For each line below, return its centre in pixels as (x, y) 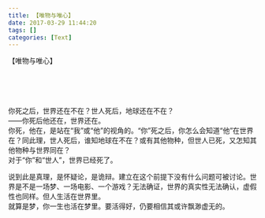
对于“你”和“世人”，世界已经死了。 (63, 160)
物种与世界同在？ (43, 150)
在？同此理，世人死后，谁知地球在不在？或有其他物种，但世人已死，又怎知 (129, 140)
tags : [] (22, 30)
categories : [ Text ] (40, 37)
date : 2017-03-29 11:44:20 (52, 23)
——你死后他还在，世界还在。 (56, 121)
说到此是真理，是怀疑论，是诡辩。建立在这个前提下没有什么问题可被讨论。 (129, 177)
